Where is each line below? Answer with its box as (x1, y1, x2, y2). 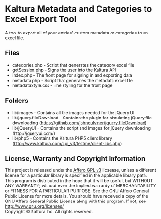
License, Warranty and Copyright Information (5, 154, 145, 163)
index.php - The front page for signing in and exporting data (12, 72, 132, 78)
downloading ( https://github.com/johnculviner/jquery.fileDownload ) (12, 120, 147, 126)
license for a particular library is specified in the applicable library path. (5, 172, 147, 178)
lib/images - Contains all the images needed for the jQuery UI (12, 109, 135, 115)
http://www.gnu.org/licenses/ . (5, 203, 65, 209)
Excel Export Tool (5, 14, 77, 25)
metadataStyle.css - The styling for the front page (12, 83, 113, 88)
